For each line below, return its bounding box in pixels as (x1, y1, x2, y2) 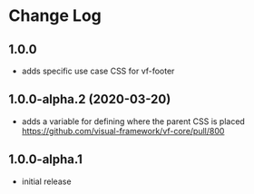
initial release (21, 176, 72, 187)
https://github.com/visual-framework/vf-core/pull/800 (21, 125, 225, 136)
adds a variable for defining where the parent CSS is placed (21, 115, 246, 127)
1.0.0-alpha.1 (8, 151, 83, 168)
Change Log (8, 5, 102, 26)
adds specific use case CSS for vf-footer (21, 65, 175, 76)
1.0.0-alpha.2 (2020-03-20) (8, 92, 171, 107)
